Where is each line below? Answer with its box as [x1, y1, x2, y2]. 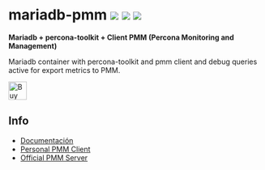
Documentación [19, 135, 74, 145]
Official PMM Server [19, 152, 88, 163]
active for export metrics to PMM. [8, 65, 121, 74]
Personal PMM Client [19, 144, 91, 154]
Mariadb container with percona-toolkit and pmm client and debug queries [8, 57, 258, 66]
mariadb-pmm [8, 6, 108, 24]
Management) [8, 40, 58, 50]
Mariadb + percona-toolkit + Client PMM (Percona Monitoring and [8, 32, 235, 42]
